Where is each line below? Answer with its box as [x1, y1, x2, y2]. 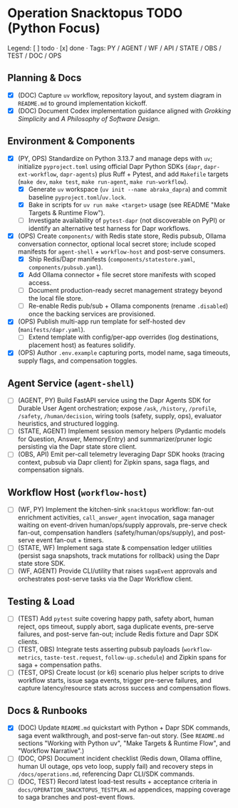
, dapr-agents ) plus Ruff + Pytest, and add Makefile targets [56, 170, 229, 178]
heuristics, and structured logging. [17, 419, 119, 428]
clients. [17, 638, 39, 646]
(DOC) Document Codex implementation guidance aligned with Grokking [17, 106, 232, 115]
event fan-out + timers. [36, 536, 104, 544]
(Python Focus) [7, 20, 100, 36]
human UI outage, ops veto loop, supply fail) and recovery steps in [17, 762, 214, 771]
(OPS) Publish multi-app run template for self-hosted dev [17, 317, 186, 326]
